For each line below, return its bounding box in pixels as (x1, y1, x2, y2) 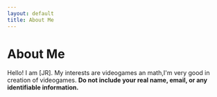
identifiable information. (7, 83, 79, 91)
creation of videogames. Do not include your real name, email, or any (7, 76, 208, 85)
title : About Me (7, 17, 54, 23)
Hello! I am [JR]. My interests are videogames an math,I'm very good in (7, 69, 210, 77)
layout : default (7, 10, 54, 17)
